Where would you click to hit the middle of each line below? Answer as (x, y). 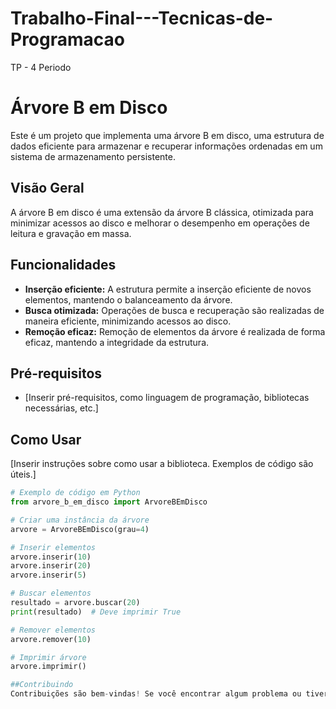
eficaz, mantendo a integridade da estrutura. (117, 342)
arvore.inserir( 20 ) (51, 566)
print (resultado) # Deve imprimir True (96, 612)
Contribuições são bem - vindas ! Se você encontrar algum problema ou (156, 694)
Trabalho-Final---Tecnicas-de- (142, 18)
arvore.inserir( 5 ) (48, 575)
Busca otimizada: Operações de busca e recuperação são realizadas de (174, 310)
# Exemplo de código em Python (75, 493)
